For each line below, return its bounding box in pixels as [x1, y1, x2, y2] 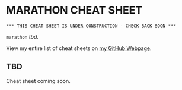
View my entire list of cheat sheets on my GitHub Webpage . [6, 45, 152, 52]
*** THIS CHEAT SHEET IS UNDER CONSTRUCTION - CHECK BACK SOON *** [6, 23, 177, 29]
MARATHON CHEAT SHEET [6, 4, 143, 17]
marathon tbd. [6, 33, 39, 40]
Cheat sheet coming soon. [6, 77, 71, 84]
